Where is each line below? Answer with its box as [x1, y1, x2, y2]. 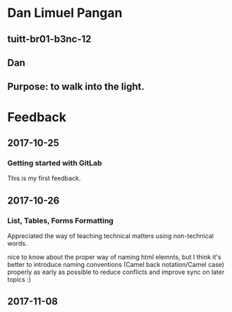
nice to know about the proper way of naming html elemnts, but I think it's [7, 252, 221, 261]
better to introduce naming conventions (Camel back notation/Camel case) [7, 260, 224, 268]
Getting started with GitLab [7, 158, 102, 168]
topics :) [7, 275, 32, 283]
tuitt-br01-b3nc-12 [7, 33, 92, 45]
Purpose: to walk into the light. [7, 81, 145, 93]
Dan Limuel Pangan [7, 5, 123, 21]
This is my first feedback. [7, 174, 81, 182]
